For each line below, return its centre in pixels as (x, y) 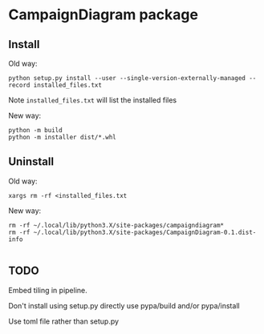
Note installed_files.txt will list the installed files (93, 100)
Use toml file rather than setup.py (63, 321)
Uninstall (31, 162)
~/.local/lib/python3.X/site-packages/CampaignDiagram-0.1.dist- (145, 232)
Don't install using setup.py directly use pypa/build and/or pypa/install (124, 305)
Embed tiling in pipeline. (48, 290)
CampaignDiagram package (104, 15)
